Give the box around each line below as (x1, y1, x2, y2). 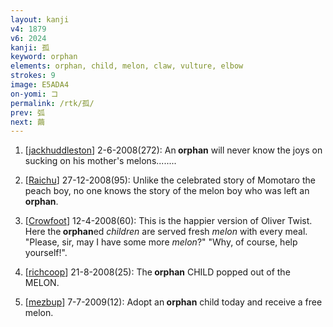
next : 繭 (10, 117, 45, 127)
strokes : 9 (10, 71, 56, 81)
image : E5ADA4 (10, 80, 70, 90)
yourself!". (24, 247, 68, 259)
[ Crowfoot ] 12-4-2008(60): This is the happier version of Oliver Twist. (24, 215, 313, 227)
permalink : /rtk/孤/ (10, 98, 95, 108)
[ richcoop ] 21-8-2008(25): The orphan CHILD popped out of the (24, 266, 291, 278)
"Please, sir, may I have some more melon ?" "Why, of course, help (24, 236, 298, 248)
